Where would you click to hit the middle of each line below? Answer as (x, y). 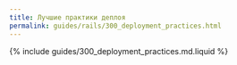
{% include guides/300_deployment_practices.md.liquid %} (119, 51)
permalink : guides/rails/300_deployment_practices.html (115, 26)
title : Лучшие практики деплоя (68, 17)
